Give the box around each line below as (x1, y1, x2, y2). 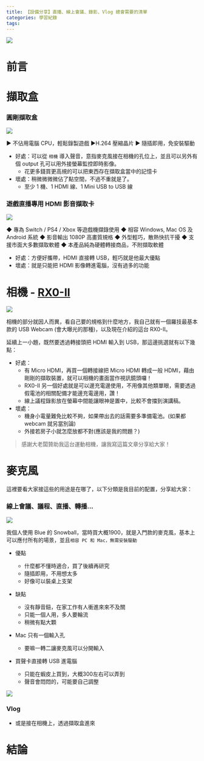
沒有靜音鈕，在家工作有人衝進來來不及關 (24, 603, 126, 611)
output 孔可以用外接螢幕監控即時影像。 (22, 160, 120, 167)
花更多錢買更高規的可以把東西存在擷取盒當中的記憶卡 (24, 168, 158, 175)
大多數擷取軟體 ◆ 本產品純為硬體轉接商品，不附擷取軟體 (22, 241, 164, 248)
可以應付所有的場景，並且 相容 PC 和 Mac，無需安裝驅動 (6, 536, 138, 544)
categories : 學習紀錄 (6, 15, 58, 21)
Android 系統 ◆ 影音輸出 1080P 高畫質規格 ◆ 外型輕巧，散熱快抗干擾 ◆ (6, 234, 188, 241)
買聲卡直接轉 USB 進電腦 (15, 657, 78, 664)
